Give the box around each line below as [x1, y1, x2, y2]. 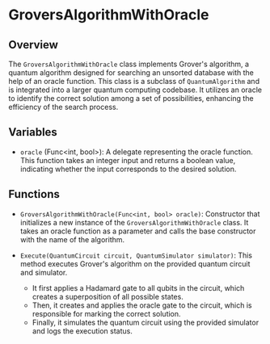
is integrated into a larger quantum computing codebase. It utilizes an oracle [8, 85, 263, 94]
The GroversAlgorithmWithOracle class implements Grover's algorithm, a [8, 59, 249, 69]
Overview [8, 38, 59, 52]
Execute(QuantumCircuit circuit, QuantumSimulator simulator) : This [19, 250, 253, 260]
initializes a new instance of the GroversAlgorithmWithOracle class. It [19, 217, 249, 227]
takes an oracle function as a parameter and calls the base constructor [19, 226, 256, 236]
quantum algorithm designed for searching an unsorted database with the [8, 68, 255, 78]
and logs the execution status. [32, 325, 133, 336]
